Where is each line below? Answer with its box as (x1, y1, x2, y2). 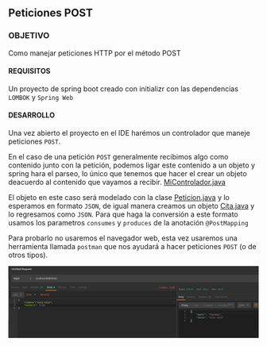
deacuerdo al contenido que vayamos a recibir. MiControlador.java (8, 178, 226, 187)
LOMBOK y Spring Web (8, 92, 74, 102)
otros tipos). (8, 250, 48, 260)
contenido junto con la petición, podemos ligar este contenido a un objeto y (8, 160, 256, 170)
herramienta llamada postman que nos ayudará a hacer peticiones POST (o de (8, 242, 257, 252)
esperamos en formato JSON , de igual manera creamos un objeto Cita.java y (8, 202, 255, 211)
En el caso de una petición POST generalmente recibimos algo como (8, 152, 229, 162)
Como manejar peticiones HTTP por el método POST (8, 48, 181, 58)
